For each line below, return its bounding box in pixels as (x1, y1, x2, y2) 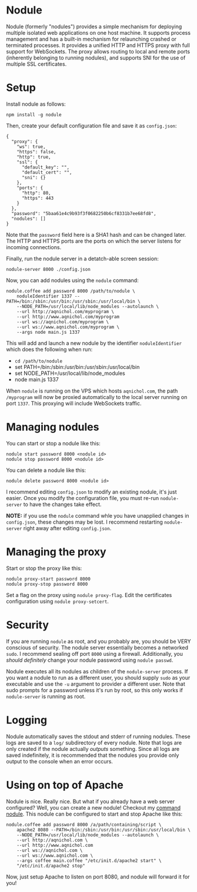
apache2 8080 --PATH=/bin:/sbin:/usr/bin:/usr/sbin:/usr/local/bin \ (16, 827, 191, 833)
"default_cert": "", (21, 169, 72, 175)
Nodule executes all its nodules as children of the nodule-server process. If (6, 668, 188, 675)
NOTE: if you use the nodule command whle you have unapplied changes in (6, 512, 189, 519)
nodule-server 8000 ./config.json (6, 266, 91, 272)
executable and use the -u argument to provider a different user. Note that (6, 680, 185, 688)
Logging (6, 713, 48, 726)
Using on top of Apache (6, 778, 123, 792)
